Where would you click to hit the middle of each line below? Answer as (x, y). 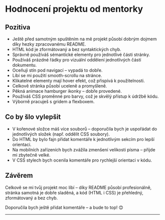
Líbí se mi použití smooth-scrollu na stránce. (57, 75)
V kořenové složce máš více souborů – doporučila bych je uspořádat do (84, 129)
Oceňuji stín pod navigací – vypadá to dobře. (57, 70)
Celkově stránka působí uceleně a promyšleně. (59, 86)
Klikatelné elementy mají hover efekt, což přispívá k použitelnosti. (78, 81)
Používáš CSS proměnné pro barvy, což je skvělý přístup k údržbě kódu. (85, 96)
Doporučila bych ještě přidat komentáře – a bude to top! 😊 (64, 207)
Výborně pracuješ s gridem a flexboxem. (53, 101)
